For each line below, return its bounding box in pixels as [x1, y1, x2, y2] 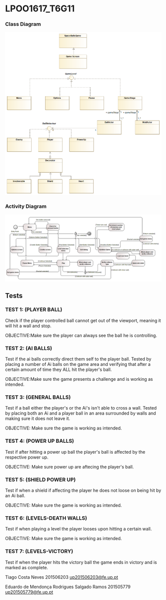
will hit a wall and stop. [5, 323, 52, 329]
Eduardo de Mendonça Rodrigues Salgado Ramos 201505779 [5, 584, 131, 590]
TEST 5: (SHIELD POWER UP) [5, 476, 76, 483]
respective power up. [5, 454, 49, 460]
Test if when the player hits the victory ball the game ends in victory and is [5, 559, 157, 565]
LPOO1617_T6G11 [5, 3, 75, 14]
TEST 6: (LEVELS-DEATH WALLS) [5, 514, 88, 521]
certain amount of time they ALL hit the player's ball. [5, 366, 112, 372]
